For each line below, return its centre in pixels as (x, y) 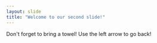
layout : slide (24, 11)
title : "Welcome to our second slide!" (56, 17)
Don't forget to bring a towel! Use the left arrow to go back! (79, 34)
